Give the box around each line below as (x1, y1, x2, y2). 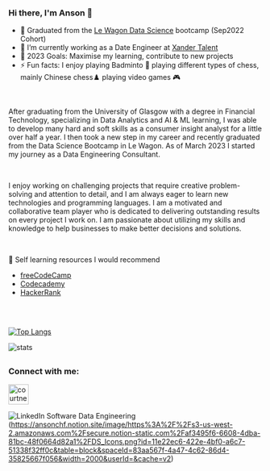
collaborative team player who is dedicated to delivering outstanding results (8, 206, 260, 216)
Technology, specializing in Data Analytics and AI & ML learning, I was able (8, 115, 257, 125)
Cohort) (19, 34, 47, 44)
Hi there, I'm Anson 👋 (8, 7, 93, 19)
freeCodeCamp (19, 270, 72, 281)
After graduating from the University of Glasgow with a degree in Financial (8, 106, 255, 116)
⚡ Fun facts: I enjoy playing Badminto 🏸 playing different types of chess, (19, 60, 260, 70)
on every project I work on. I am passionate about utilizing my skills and (8, 215, 246, 225)
